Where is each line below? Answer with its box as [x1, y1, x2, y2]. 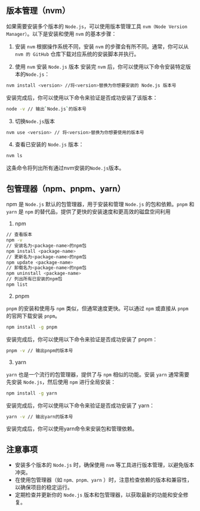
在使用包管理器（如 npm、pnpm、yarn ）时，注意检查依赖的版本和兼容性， [14, 476, 193, 484]
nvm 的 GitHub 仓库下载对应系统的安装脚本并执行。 [14, 50, 140, 57]
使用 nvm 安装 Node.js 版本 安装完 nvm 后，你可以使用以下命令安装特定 [14, 63, 186, 70]
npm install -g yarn [6, 390, 58, 396]
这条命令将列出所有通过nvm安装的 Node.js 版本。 [6, 164, 125, 172]
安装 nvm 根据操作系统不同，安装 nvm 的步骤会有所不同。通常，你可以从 [14, 42, 189, 50]
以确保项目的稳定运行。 [14, 484, 73, 491]
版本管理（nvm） [6, 5, 70, 16]
